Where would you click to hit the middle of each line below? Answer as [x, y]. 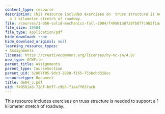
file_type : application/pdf [34, 32]
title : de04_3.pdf [24, 82]
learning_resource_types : [31, 46]
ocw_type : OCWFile [24, 60]
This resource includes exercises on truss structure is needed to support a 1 [82, 101]
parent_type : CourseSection [34, 69]
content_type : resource [29, 10]
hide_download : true [26, 37]
